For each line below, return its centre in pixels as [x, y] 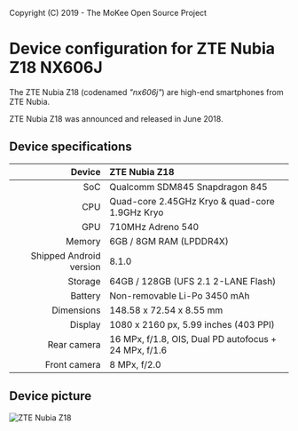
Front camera [73, 364]
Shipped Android [66, 255]
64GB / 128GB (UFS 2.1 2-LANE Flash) [193, 281]
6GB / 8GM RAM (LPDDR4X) [169, 241]
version [85, 267]
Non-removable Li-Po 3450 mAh [180, 295]
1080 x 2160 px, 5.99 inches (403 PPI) [192, 324]
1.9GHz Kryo [137, 212]
